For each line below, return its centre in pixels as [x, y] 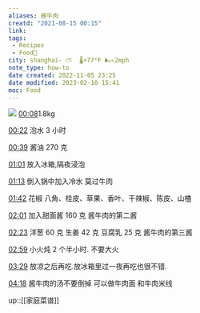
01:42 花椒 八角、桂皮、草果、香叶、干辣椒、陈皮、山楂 [100, 199]
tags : [17, 38]
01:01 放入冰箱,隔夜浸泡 [47, 164]
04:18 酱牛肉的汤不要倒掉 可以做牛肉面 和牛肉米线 [91, 283]
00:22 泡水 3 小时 [37, 130]
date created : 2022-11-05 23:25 [62, 75]
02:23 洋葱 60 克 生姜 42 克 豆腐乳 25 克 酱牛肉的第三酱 [100, 232]
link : [17, 30]
